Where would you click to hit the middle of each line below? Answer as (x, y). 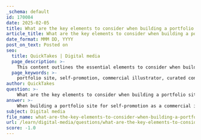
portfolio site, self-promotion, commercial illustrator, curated (101, 78)
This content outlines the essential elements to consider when (99, 67)
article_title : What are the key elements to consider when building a (97, 34)
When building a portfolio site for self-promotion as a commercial (104, 106)
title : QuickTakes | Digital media (56, 56)
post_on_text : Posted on (37, 45)
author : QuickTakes (31, 84)
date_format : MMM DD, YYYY (40, 39)
